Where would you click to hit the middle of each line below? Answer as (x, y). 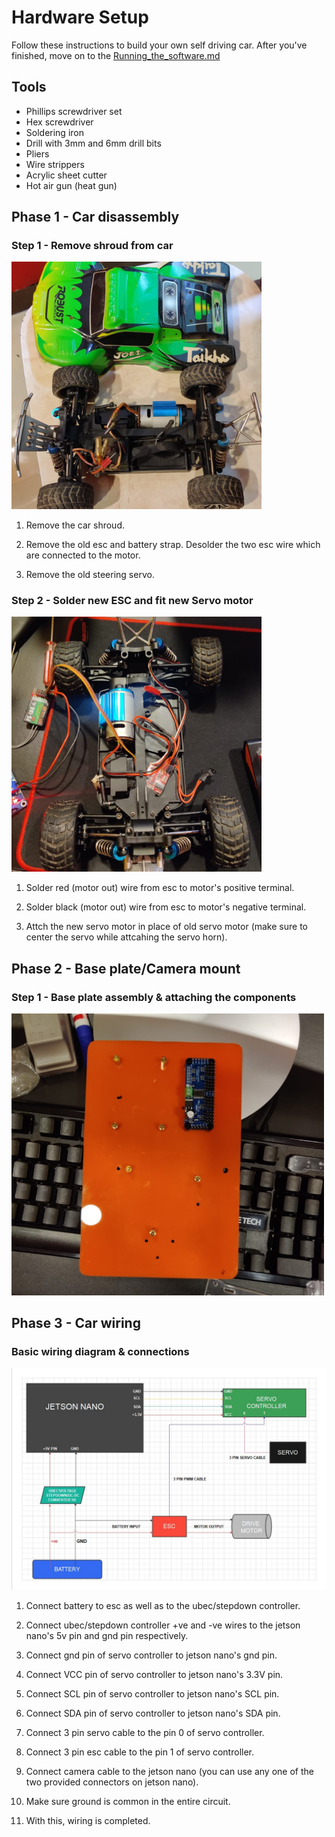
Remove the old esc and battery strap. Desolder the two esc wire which (173, 544)
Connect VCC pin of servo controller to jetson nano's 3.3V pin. (154, 1674)
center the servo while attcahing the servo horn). (126, 937)
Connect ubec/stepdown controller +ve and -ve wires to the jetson (163, 1625)
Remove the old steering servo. (90, 574)
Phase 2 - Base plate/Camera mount (126, 968)
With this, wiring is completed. (88, 1820)
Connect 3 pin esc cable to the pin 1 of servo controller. (140, 1752)
